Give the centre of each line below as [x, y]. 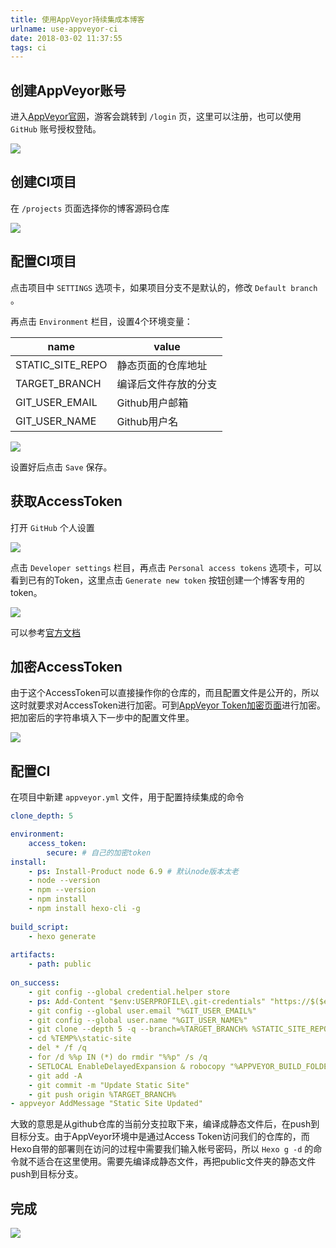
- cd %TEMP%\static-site [80, 1039]
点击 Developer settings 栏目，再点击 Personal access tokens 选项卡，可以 [166, 567]
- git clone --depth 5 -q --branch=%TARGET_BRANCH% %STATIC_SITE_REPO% [180, 1029]
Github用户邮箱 [152, 403]
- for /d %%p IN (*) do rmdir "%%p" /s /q [118, 1057]
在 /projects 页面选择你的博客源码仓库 [90, 208]
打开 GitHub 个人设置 [52, 527]
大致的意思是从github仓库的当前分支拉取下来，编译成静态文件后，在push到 [165, 1124]
